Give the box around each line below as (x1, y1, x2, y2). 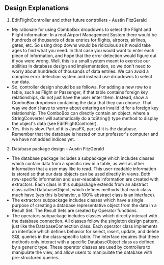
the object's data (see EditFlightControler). (11, 120, 98, 126)
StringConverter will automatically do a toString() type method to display (11, 115, 159, 121)
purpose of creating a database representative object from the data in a (11, 202, 157, 208)
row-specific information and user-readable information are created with (11, 176, 159, 182)
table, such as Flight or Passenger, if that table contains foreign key (11, 89, 148, 95)
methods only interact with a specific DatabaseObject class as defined (11, 238, 155, 245)
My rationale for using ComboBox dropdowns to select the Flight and (11, 27, 152, 32)
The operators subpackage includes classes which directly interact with (11, 212, 158, 218)
